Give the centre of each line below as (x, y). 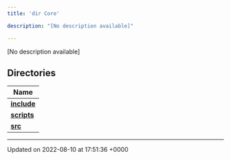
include (23, 104)
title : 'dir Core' (33, 13)
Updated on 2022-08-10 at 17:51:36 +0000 (68, 150)
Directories (32, 73)
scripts (22, 115)
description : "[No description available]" (70, 26)
